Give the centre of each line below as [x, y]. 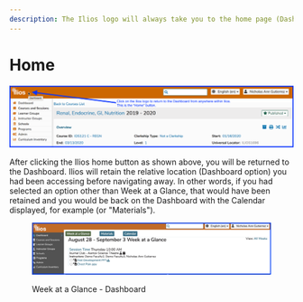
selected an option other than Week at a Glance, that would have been [140, 191]
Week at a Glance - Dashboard [89, 288]
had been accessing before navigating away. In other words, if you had [141, 182]
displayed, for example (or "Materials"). [83, 210]
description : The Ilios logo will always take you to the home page [141, 19]
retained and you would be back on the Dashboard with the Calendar [138, 201]
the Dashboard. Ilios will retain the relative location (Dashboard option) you [148, 172]
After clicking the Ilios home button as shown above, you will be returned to [150, 162]
